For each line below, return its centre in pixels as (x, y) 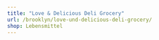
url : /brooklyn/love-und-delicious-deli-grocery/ (80, 20)
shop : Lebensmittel (35, 26)
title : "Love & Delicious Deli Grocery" (66, 13)
